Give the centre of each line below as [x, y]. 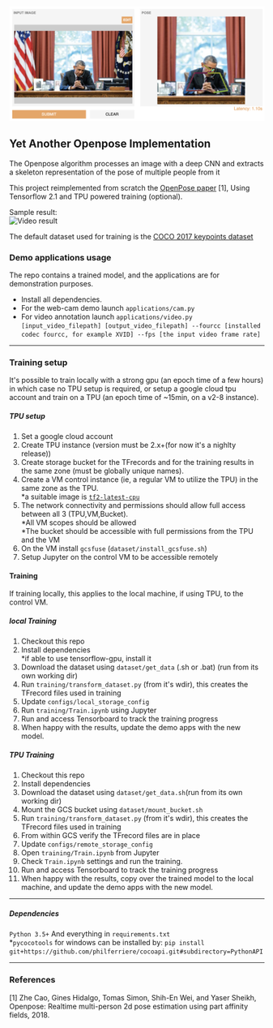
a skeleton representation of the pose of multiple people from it [115, 172]
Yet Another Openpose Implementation [110, 144]
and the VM [40, 540]
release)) [36, 454]
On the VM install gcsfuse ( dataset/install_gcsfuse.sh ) [114, 548]
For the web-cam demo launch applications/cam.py [108, 308]
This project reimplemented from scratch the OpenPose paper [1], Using [130, 187]
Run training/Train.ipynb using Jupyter [89, 710]
